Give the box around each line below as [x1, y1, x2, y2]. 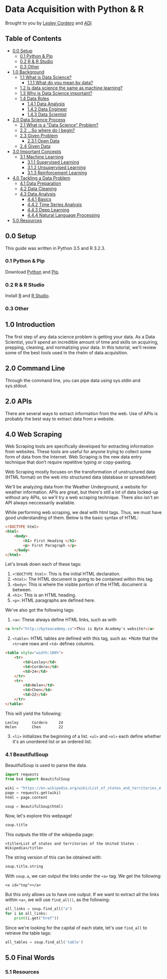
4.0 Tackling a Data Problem [12, 175, 71, 181]
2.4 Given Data [19, 143, 51, 149]
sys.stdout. [5, 383, 28, 389]
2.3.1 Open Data [27, 138, 60, 144]
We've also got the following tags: [5, 607, 75, 613]
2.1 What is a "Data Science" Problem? [19, 122, 98, 128]
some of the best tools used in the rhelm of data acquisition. [5, 349, 128, 355]
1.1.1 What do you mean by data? [27, 79, 93, 85]
